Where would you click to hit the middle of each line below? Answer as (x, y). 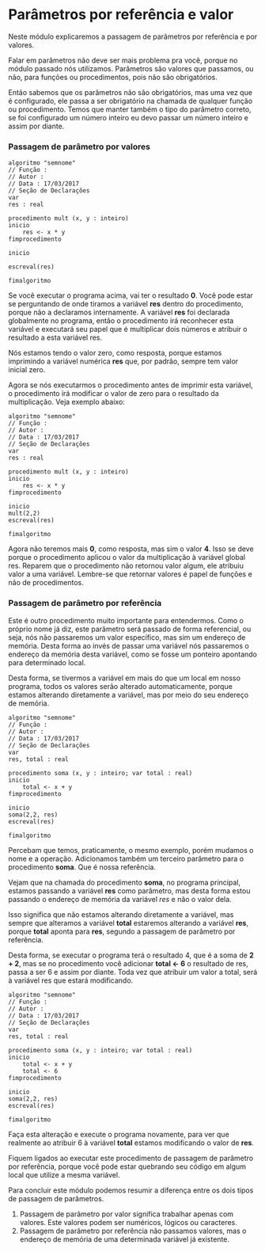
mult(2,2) (25, 514)
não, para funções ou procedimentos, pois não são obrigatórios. (113, 77)
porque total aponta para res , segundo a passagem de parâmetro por (122, 931)
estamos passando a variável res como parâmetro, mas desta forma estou (129, 890)
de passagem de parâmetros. (56, 1198)
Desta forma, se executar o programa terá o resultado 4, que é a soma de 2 (131, 955)
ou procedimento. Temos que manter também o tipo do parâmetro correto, (130, 109)
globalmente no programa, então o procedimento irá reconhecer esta (121, 321)
